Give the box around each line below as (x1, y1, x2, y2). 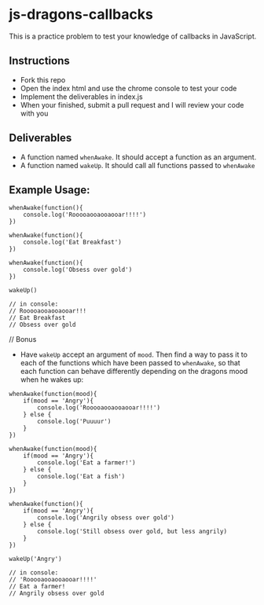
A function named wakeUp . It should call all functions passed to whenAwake (20, 160, 255, 170)
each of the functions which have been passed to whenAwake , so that (20, 358, 240, 368)
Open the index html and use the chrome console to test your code (20, 83, 237, 93)
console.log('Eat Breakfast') (23, 238, 123, 247)
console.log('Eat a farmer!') (37, 459, 136, 467)
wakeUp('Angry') (9, 555, 62, 563)
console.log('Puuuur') (37, 418, 112, 426)
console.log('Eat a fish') (37, 473, 126, 481)
